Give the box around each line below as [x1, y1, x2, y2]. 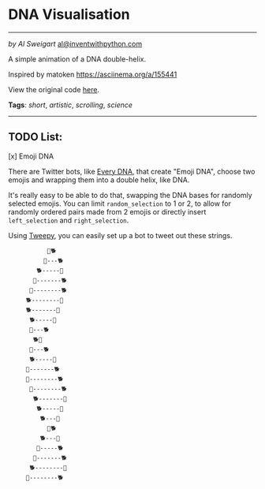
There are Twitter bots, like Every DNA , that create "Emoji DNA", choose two [8, 166, 256, 176]
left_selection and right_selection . [8, 215, 129, 225]
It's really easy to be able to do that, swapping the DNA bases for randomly [8, 190, 252, 200]
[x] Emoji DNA [8, 151, 54, 161]
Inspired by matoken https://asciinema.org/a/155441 [8, 69, 177, 79]
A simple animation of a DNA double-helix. [8, 54, 147, 64]
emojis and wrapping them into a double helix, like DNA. [8, 175, 190, 185]
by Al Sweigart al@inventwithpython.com [8, 39, 143, 48]
